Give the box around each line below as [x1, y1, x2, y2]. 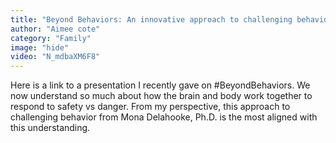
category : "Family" [10, 33, 92, 43]
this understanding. [10, 122, 91, 134]
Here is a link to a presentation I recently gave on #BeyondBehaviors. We [10, 79, 311, 91]
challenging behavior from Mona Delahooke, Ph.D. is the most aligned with [10, 111, 318, 123]
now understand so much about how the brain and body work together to [10, 90, 313, 102]
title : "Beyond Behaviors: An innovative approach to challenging [10, 14, 293, 25]
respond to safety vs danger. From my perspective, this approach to [10, 101, 291, 113]
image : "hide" [10, 42, 70, 53]
